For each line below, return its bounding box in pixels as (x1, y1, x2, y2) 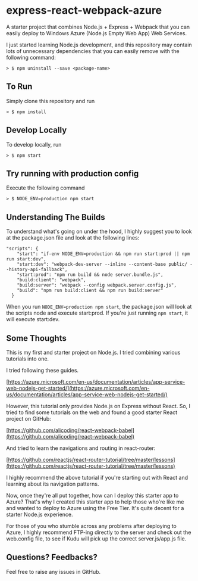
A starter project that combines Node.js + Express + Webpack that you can (6, 23, 190, 30)
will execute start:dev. (6, 316, 60, 323)
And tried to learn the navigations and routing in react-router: (6, 445, 156, 452)
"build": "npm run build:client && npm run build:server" (17, 287, 164, 294)
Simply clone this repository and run (6, 97, 95, 104)
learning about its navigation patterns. (6, 480, 99, 487)
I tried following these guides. (6, 367, 79, 374)
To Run (6, 82, 33, 92)
